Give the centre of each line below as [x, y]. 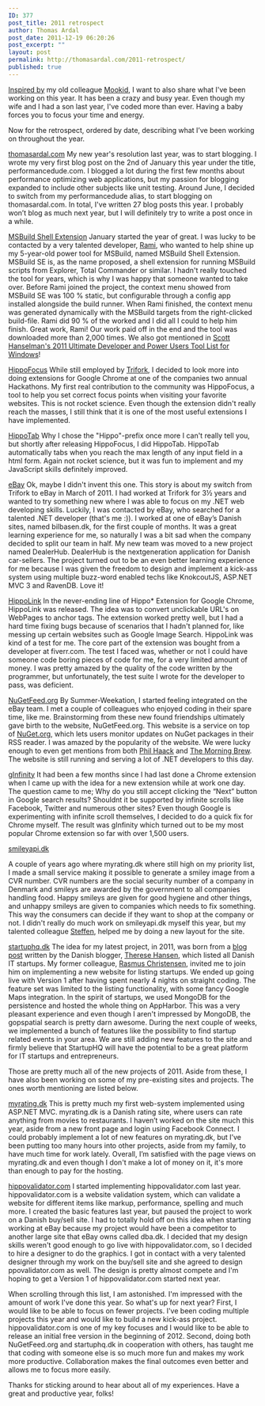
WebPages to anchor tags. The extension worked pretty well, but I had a [126, 617]
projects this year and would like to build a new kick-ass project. [113, 1319]
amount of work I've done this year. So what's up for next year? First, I [123, 1302]
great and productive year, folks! [61, 1393]
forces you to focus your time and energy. [76, 115]
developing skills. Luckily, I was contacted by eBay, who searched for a [124, 509]
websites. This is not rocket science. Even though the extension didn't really [132, 403]
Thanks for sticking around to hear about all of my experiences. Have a [124, 1385]
